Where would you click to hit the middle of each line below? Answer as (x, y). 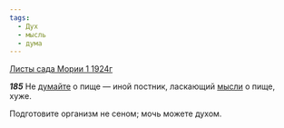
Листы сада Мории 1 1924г (61, 69)
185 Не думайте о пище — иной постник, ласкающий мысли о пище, (142, 86)
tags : (20, 18)
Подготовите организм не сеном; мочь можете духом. (116, 113)
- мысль (32, 34)
